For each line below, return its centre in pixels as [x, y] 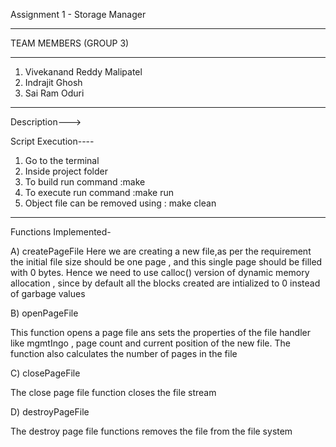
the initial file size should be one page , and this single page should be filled [166, 262]
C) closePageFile [45, 373]
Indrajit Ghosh [53, 82]
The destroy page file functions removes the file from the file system [151, 431]
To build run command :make [85, 182]
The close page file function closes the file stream [113, 392]
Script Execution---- [52, 141]
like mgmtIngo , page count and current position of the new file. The [150, 343]
